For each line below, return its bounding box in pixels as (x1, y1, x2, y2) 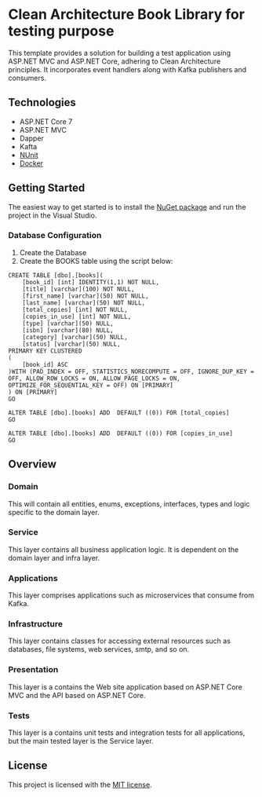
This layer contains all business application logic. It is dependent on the (8, 544, 239, 554)
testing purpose (8, 22, 115, 40)
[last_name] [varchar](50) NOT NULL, (22, 298, 146, 307)
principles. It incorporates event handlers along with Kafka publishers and (8, 64, 247, 74)
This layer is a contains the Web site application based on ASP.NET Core (8, 682, 243, 692)
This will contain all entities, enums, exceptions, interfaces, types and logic (8, 499, 250, 508)
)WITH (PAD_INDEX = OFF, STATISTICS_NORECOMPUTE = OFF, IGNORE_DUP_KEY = (8, 367, 255, 375)
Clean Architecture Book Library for (8, 5, 246, 24)
